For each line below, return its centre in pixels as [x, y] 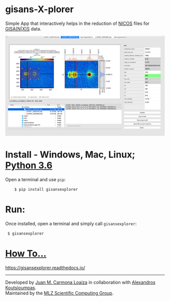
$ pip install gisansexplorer [46, 189]
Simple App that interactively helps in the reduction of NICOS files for [77, 23]
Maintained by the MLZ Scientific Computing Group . [59, 293]
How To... [26, 254]
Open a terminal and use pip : [35, 179]
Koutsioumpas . [21, 287]
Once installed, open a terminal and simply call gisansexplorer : [71, 223]
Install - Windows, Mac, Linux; [70, 155]
